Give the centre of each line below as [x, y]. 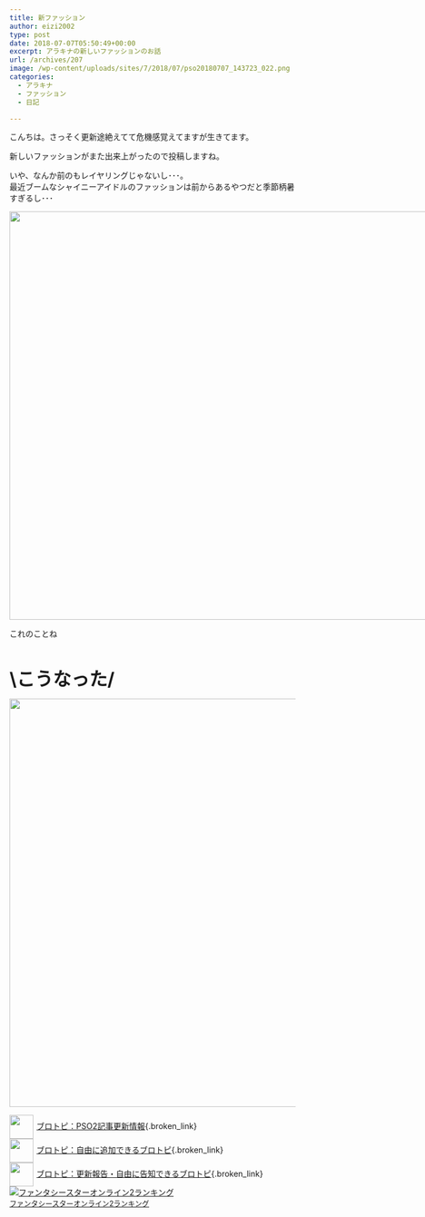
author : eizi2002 [42, 26]
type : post [30, 34]
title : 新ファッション [48, 18]
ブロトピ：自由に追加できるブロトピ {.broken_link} [130, 1150]
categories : [32, 77]
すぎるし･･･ [31, 198]
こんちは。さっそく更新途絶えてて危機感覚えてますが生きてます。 [132, 137]
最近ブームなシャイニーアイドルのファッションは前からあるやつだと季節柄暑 [152, 187]
